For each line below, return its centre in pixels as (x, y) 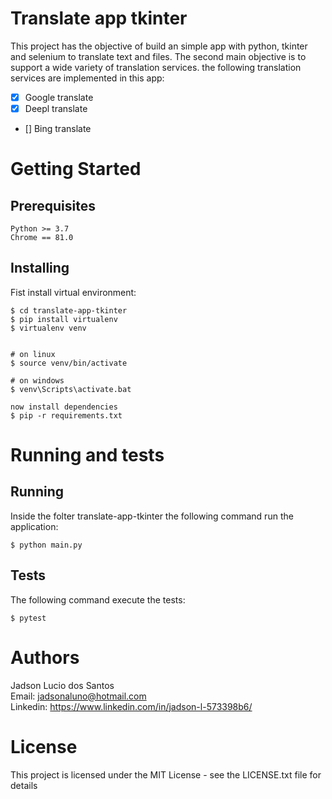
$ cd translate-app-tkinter (69, 310)
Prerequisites (53, 205)
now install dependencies (64, 407)
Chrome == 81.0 (42, 238)
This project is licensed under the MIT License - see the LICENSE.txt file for (166, 774)
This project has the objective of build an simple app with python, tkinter (159, 46)
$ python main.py (46, 545)
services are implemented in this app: (87, 78)
